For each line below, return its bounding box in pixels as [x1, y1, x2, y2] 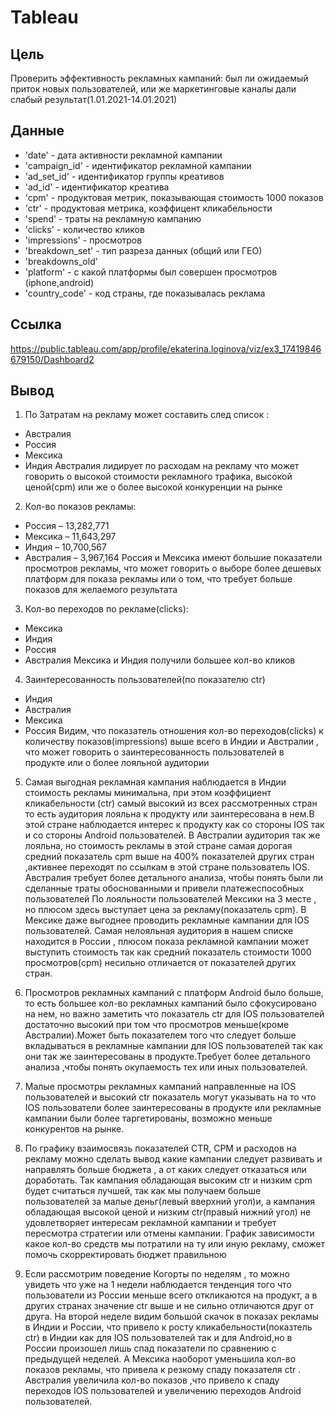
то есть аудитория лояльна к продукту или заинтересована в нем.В [24, 808, 315, 820]
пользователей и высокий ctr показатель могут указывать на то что [24, 1091, 317, 1103]
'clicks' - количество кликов [24, 223, 145, 235]
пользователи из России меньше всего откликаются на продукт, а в [24, 1289, 318, 1301]
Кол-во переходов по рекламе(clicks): [24, 603, 189, 615]
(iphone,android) [24, 276, 95, 288]
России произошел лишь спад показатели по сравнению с [24, 1342, 277, 1355]
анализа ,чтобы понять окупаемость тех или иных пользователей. [24, 1061, 308, 1073]
